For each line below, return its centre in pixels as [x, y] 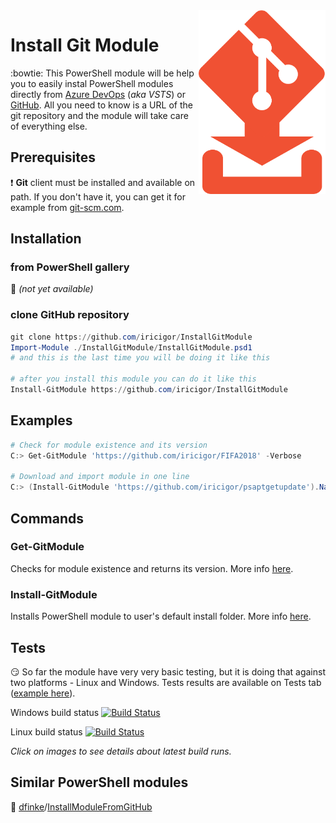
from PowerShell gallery [70, 267]
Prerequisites [53, 157]
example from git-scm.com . [67, 207]
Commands [47, 518]
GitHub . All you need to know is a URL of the [101, 105]
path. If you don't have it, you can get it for [98, 196]
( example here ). [43, 693]
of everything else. [49, 126]
